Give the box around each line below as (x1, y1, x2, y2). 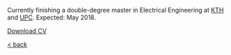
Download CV (7, 27, 47, 35)
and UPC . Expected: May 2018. (7, 13, 96, 22)
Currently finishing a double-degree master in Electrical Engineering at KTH (7, 6, 224, 14)
